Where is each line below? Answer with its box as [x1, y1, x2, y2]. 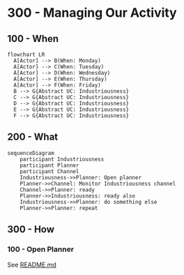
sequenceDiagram [7, 149, 54, 156]
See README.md [7, 260, 57, 269]
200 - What [7, 131, 59, 143]
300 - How [7, 223, 54, 235]
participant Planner [20, 162, 79, 169]
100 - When [7, 33, 59, 45]
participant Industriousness [20, 156, 105, 163]
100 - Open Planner [7, 244, 75, 254]
